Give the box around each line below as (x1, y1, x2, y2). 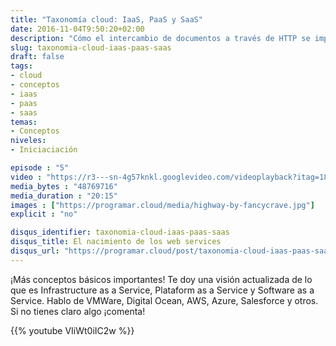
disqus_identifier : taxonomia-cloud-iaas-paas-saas (10, 227, 230, 238)
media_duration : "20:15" (10, 191, 118, 201)
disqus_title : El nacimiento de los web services (10, 237, 222, 247)
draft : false (10, 52, 65, 62)
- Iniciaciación (10, 145, 78, 155)
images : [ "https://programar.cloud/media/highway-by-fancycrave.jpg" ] (10, 200, 315, 210)
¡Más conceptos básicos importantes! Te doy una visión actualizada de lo (10, 273, 313, 285)
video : (10, 172, 43, 182)
